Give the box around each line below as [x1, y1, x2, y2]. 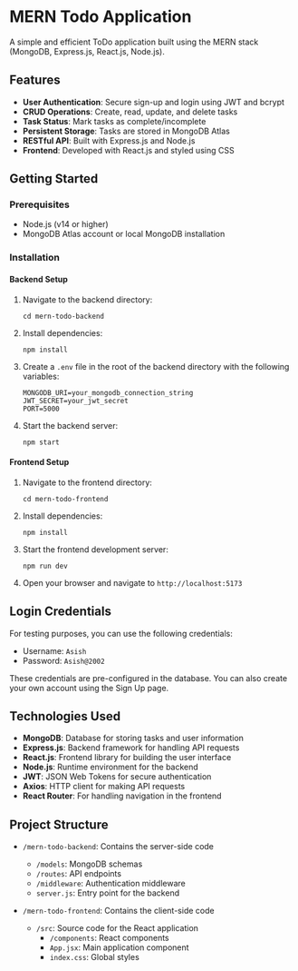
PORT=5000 [22, 404, 61, 413]
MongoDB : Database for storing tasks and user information [22, 733, 245, 744]
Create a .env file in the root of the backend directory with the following [22, 361, 290, 372]
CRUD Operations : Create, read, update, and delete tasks [22, 106, 238, 117]
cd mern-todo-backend [22, 312, 104, 321]
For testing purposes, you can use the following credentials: [9, 628, 234, 639]
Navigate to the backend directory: [22, 293, 153, 305]
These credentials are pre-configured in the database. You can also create [9, 672, 288, 683]
